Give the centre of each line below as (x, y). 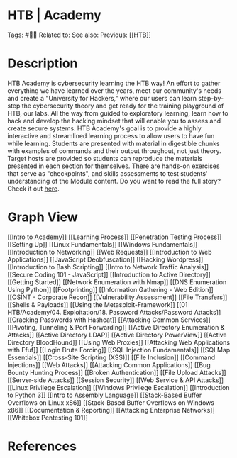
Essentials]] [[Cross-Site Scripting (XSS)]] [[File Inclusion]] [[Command (111, 357)
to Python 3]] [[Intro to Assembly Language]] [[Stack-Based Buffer (105, 395)
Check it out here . (34, 189)
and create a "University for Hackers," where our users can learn (102, 98)
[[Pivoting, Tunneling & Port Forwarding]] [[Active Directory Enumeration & (116, 327)
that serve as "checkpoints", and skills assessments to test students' (108, 173)
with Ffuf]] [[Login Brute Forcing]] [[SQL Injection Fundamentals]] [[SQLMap (119, 350)
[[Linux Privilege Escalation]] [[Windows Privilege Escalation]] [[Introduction (118, 387)
